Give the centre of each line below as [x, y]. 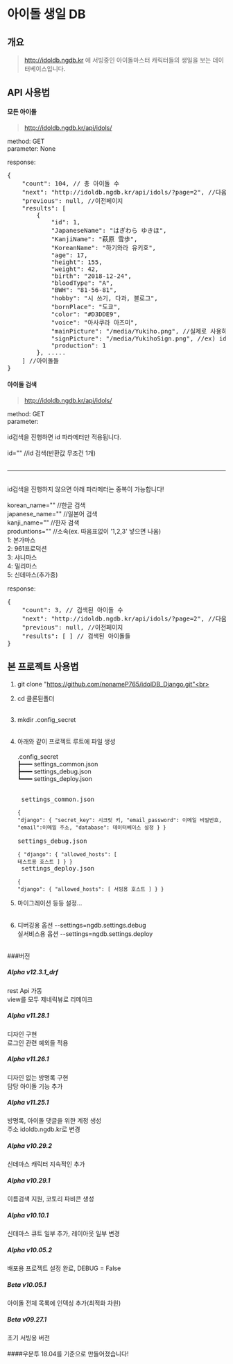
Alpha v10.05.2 [29, 1250]
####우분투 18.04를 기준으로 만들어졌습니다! [68, 1354]
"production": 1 [78, 345]
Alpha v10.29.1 [29, 1181]
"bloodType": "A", [82, 283]
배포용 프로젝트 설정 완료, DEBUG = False [64, 1268]
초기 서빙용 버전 [29, 1338]
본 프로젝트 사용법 [43, 667]
